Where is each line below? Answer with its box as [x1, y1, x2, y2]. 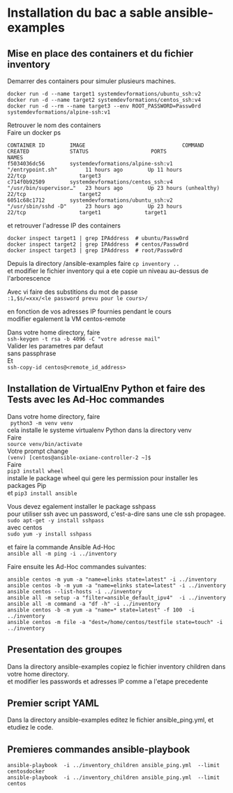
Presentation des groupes [7, 644, 123, 655]
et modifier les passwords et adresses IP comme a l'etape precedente [7, 677, 209, 685]
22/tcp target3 [7, 172, 101, 179]
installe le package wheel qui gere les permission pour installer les [7, 473, 198, 482]
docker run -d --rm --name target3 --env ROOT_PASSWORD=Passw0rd [7, 103, 201, 110]
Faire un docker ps [7, 128, 61, 137]
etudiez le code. [7, 723, 54, 732]
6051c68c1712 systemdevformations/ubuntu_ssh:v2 [7, 197, 173, 204]
